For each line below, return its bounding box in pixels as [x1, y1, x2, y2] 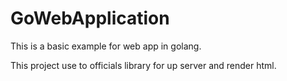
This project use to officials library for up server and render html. [10, 59, 277, 71]
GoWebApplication [10, 7, 170, 30]
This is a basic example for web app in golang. [10, 40, 202, 52]
